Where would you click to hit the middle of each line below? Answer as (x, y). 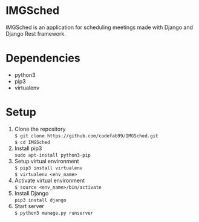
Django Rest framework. (36, 33)
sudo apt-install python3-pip (53, 155)
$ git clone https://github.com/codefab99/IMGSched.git (86, 136)
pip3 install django (40, 200)
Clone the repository (40, 129)
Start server (29, 206)
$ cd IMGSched (32, 142)
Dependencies (43, 58)
